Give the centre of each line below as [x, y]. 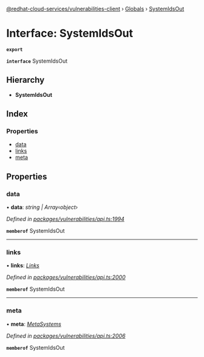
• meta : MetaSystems [34, 324]
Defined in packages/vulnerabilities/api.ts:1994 [65, 219]
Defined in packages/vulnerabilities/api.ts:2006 [66, 336]
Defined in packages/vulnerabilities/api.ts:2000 [66, 277]
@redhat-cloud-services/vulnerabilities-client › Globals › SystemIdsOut [95, 9]
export [15, 49]
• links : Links [23, 266]
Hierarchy [25, 80]
